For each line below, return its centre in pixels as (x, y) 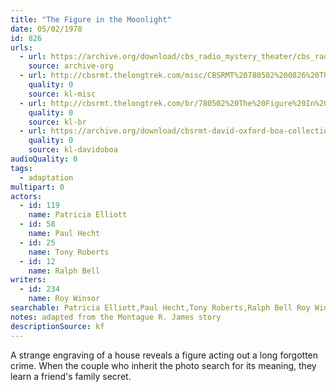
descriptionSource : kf (57, 326)
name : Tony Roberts (69, 252)
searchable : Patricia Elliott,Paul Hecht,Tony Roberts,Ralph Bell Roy (160, 308)
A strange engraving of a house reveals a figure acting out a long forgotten (164, 355)
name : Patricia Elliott (78, 215)
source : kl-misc (62, 94)
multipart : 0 (37, 187)
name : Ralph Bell (64, 271)
